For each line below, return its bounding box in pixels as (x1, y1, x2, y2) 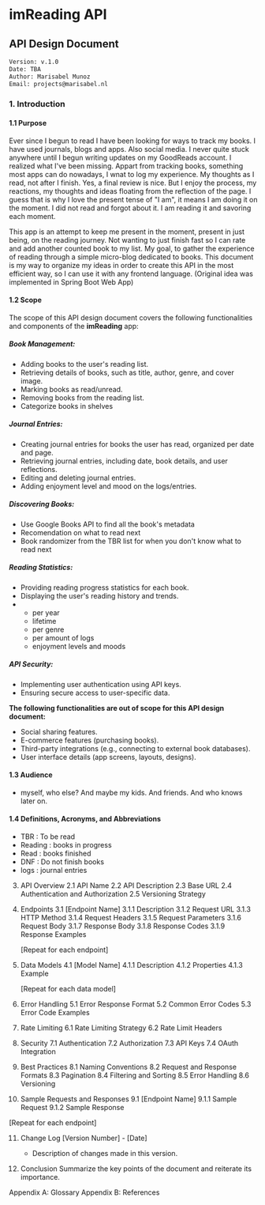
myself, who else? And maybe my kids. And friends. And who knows (20, 788, 243, 797)
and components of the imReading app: (9, 321, 139, 331)
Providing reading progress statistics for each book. (20, 583, 189, 592)
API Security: (9, 659, 54, 669)
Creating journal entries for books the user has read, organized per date (20, 439, 255, 448)
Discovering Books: (9, 500, 75, 509)
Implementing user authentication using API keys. (20, 679, 182, 689)
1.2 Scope (9, 295, 43, 305)
